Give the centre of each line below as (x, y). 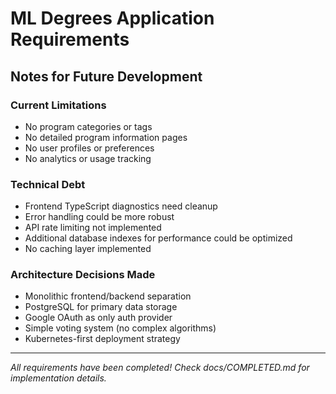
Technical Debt (48, 184)
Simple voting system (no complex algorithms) (120, 328)
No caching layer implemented (88, 249)
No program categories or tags (88, 126)
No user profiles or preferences (89, 148)
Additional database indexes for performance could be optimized (158, 238)
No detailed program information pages (106, 137)
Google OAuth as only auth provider (98, 318)
